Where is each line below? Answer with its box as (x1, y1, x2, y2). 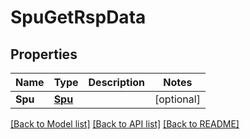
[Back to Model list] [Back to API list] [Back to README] (10, 118, 240, 130)
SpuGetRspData (10, 6, 147, 29)
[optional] (154, 92, 201, 106)
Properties (10, 46, 78, 63)
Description (88, 76, 145, 89)
